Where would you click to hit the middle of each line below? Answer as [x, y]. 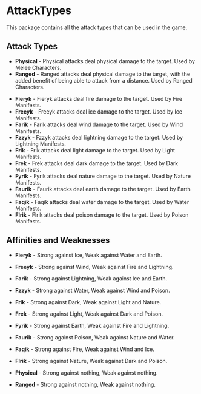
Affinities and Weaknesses [58, 240]
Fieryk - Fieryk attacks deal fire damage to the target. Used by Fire [99, 98]
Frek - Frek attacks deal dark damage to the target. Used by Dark [97, 163]
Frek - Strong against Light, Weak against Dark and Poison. [89, 314]
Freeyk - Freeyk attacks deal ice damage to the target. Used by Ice [99, 111]
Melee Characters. [38, 67]
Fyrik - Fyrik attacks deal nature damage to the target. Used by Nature [103, 176]
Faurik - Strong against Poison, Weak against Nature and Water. [95, 337]
